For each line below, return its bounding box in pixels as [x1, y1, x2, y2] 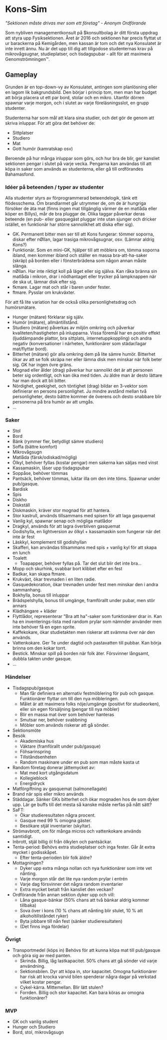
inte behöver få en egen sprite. [12, 624, 76, 630]
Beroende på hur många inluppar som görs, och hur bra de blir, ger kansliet [5, 155, 160, 161]
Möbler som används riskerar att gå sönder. [19, 722, 110, 728]
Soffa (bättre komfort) [12, 444, 57, 450]
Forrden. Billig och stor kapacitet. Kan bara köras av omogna [19, 989, 145, 996]
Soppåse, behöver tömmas [12, 470, 68, 476]
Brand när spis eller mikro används [12, 791, 84, 797]
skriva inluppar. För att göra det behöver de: [5, 120, 96, 126]
